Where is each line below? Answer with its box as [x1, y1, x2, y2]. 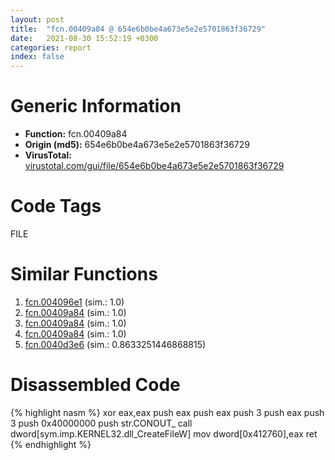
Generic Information [10, 95, 182, 118]
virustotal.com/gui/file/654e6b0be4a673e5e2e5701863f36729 [24, 160, 285, 172]
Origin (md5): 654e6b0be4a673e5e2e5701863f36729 [24, 139, 250, 151]
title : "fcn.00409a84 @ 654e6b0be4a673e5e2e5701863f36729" [10, 24, 267, 34]
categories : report [10, 42, 92, 53]
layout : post [10, 14, 65, 25]
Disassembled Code [10, 374, 181, 396]
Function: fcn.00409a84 [24, 128, 128, 140]
